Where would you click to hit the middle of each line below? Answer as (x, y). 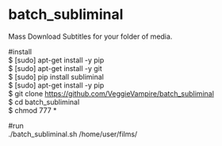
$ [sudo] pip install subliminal (56, 77)
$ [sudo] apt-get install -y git (55, 68)
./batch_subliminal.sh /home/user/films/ (73, 134)
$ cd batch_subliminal (44, 102)
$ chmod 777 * (33, 110)
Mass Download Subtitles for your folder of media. (90, 36)
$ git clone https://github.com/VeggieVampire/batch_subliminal (111, 93)
